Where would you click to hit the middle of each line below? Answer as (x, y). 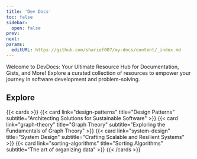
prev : (13, 34)
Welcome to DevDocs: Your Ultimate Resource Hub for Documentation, (93, 67)
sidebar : (17, 22)
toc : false (20, 17)
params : (16, 45)
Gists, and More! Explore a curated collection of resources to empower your (98, 73)
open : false (26, 28)
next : (13, 39)
